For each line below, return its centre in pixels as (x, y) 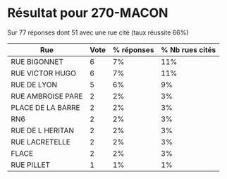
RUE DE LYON (34, 85)
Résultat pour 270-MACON (88, 13)
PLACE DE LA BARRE (45, 107)
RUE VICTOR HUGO (43, 73)
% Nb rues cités (189, 49)
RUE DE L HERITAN (43, 130)
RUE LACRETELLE (41, 142)
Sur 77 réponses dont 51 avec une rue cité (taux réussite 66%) (98, 32)
